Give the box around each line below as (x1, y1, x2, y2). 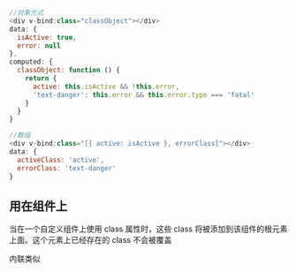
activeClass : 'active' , (17, 155, 104, 164)
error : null (17, 41, 62, 50)
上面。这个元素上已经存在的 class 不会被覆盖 (9, 235, 172, 246)
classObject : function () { (17, 66, 121, 75)
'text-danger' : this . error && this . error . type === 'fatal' (32, 90, 255, 99)
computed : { (9, 57, 53, 66)
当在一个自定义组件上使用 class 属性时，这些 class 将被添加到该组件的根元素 (9, 223, 288, 234)
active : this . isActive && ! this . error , (32, 82, 179, 91)
